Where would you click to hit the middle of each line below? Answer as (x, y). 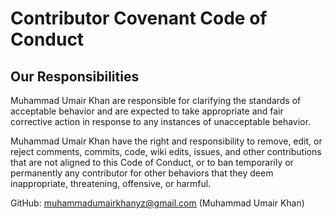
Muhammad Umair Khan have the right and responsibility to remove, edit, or (166, 141)
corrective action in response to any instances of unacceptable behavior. (160, 121)
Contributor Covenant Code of (139, 18)
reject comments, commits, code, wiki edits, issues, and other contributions (166, 151)
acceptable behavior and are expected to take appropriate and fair (147, 111)
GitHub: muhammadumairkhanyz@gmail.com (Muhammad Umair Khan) (157, 203)
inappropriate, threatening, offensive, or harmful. (111, 183)
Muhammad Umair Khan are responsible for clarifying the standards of (156, 100)
